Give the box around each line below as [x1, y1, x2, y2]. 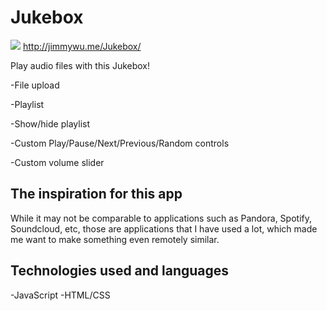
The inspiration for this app [10, 186, 183, 203]
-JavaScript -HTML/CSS [10, 289, 111, 301]
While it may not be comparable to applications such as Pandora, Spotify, [10, 212, 312, 224]
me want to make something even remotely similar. [10, 233, 220, 245]
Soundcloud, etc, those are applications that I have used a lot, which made [10, 222, 318, 235]
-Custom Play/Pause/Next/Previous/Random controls [10, 137, 230, 149]
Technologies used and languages [10, 262, 230, 280]
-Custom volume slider [10, 156, 105, 168]
